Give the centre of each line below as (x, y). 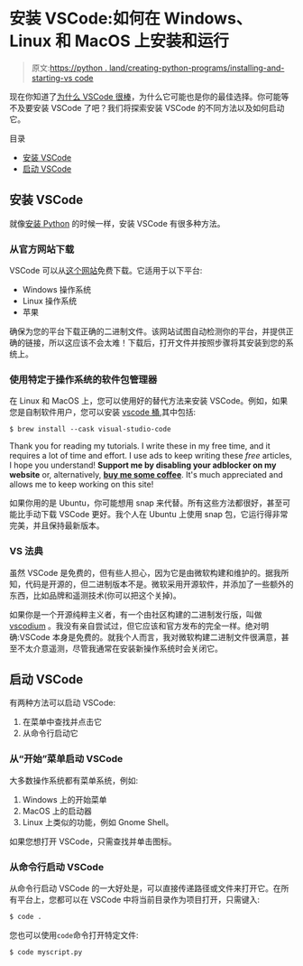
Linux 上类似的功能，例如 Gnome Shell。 (98, 822)
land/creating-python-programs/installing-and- (197, 68)
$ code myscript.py (46, 952)
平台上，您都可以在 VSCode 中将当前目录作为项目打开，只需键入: (138, 900)
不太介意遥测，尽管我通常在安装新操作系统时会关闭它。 (119, 648)
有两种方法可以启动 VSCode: (62, 703)
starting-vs (52, 78)
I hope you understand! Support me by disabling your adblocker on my (143, 465)
